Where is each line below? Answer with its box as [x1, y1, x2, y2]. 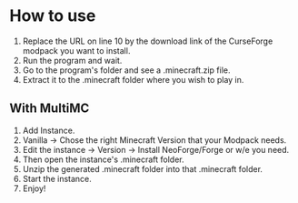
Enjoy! [22, 183, 46, 194]
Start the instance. [22, 173, 93, 184]
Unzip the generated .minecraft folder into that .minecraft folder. [22, 163, 263, 174]
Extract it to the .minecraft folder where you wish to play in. [22, 74, 244, 85]
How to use [9, 5, 96, 26]
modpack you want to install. [22, 45, 131, 56]
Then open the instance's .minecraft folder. [22, 154, 184, 165]
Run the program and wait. [22, 55, 123, 66]
